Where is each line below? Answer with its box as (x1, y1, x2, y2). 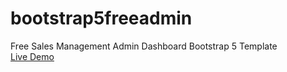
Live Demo (10, 50, 55, 62)
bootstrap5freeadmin (10, 7, 193, 30)
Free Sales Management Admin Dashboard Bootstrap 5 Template (10, 40, 278, 52)
